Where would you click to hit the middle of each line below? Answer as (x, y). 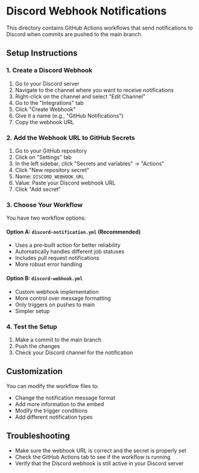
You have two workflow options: (46, 218)
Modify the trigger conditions (51, 410)
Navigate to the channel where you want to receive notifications (94, 90)
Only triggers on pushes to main (55, 304)
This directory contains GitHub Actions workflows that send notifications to (99, 28)
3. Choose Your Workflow (45, 205)
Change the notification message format (65, 398)
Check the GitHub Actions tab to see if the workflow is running (93, 457)
